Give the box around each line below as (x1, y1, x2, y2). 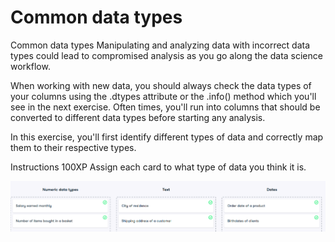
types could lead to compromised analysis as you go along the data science (10, 49, 323, 61)
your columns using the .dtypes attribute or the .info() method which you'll (10, 90, 317, 102)
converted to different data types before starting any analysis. (10, 111, 266, 123)
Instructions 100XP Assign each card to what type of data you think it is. (10, 161, 307, 173)
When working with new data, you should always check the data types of (10, 79, 312, 91)
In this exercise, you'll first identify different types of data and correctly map (10, 131, 324, 143)
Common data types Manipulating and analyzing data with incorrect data (10, 39, 311, 51)
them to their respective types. (10, 141, 137, 153)
